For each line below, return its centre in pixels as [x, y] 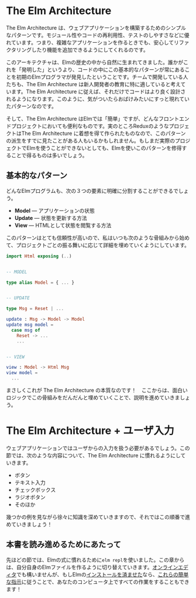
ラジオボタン [30, 497]
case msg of [26, 330]
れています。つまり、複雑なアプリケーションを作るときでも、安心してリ [93, 42]
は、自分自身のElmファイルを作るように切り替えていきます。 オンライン [92, 567]
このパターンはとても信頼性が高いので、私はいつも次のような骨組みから [93, 237]
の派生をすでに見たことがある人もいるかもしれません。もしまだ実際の [91, 140]
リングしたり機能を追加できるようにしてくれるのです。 [82, 50]
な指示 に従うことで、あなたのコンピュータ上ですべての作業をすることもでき [98, 582]
